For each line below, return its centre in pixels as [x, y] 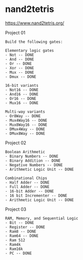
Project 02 [16, 143]
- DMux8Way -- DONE [25, 133]
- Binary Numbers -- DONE [32, 156]
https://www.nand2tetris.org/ [35, 23]
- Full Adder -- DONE [27, 187]
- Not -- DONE [20, 55]
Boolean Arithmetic [25, 152]
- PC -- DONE [19, 253]
